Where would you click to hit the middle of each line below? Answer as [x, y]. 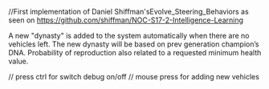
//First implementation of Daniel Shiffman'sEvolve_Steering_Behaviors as [128, 12]
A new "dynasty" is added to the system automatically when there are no [129, 36]
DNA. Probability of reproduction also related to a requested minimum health [135, 53]
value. [18, 61]
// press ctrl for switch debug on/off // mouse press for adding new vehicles [134, 77]
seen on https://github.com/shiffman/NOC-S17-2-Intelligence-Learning [126, 20]
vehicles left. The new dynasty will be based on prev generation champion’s [134, 44]
